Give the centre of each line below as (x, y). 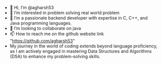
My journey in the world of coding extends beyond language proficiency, (83, 46)
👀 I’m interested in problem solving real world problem (65, 13)
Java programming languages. (41, 23)
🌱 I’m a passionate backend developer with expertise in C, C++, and (79, 18)
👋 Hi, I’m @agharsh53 (32, 8)
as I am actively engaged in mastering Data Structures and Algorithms (81, 51)
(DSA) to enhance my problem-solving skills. (55, 56)
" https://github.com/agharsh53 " (42, 41)
